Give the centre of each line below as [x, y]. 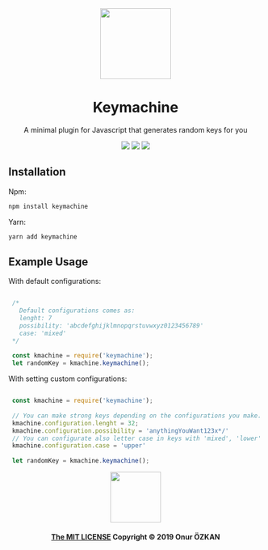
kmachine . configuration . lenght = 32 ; [75, 423]
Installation [37, 172]
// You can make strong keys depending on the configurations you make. [137, 416]
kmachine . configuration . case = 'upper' [79, 446]
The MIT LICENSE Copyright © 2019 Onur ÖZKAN [136, 536]
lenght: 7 [36, 319]
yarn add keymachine [43, 237]
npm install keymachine [48, 206]
